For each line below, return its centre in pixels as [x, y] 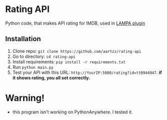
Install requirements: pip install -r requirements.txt [69, 62]
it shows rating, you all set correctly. [51, 78]
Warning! [25, 98]
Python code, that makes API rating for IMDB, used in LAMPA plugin [75, 23]
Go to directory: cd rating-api [44, 56]
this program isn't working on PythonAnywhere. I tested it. [72, 112]
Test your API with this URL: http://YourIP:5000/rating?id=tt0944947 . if [87, 72]
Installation [23, 39]
